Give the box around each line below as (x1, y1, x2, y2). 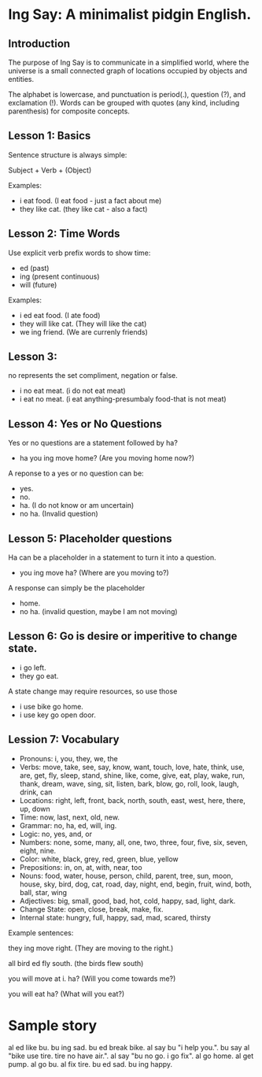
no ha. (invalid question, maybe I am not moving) (19, 607, 179, 616)
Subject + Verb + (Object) (8, 165, 92, 175)
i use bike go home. (19, 701, 84, 711)
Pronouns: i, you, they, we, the (19, 753, 118, 763)
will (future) (19, 279, 57, 289)
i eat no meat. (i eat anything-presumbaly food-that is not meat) (19, 394, 227, 404)
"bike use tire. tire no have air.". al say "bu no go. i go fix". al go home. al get (8, 1051, 254, 1060)
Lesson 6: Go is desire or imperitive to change (8, 630, 238, 643)
